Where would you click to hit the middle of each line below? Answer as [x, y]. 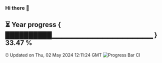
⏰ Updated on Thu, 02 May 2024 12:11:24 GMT [53, 55]
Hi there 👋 [17, 8]
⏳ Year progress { [33, 25]
